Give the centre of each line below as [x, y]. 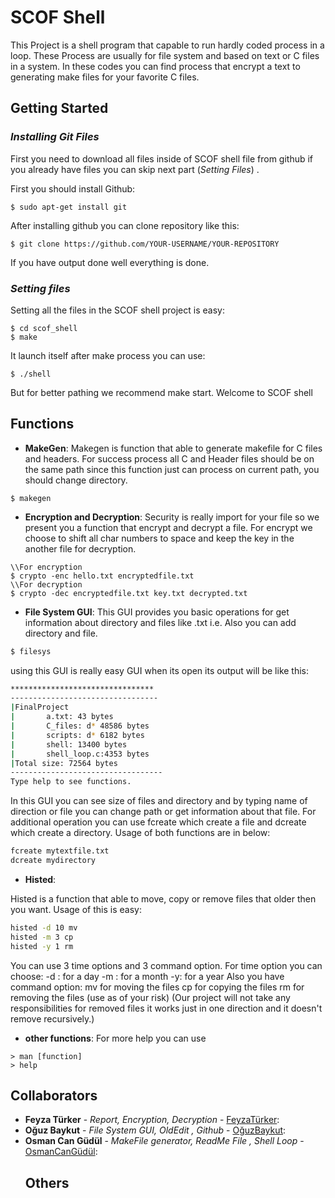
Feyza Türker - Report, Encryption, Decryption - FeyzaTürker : [152, 1120]
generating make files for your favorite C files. [105, 77]
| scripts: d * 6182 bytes [77, 735]
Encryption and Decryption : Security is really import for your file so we [172, 517]
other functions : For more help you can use [115, 1038]
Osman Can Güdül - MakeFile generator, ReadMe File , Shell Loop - [164, 1141]
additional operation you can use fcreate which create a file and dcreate [158, 822]
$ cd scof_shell [44, 328]
